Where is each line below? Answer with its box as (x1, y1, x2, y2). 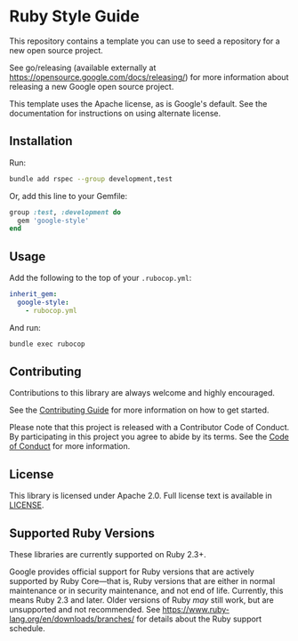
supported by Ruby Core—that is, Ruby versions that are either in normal (9, 576, 276, 586)
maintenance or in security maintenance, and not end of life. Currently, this (9, 585, 284, 596)
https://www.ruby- (162, 605, 230, 614)
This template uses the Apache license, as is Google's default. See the (9, 98, 268, 108)
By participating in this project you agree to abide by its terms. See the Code (9, 431, 289, 442)
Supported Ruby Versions (9, 525, 156, 541)
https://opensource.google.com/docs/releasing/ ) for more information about (9, 71, 289, 82)
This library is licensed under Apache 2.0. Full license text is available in (9, 491, 273, 501)
